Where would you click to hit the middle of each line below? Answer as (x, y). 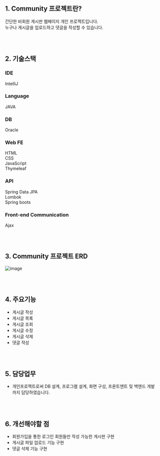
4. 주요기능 (21, 300)
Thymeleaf (16, 169)
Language (17, 96)
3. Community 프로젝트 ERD (47, 256)
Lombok (13, 197)
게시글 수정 (23, 330)
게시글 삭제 (23, 336)
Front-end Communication (37, 214)
